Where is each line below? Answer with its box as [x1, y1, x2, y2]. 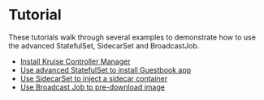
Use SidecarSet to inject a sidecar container [19, 73, 168, 83]
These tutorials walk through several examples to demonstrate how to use [8, 32, 256, 42]
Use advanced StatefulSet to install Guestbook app [19, 65, 192, 74]
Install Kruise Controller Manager [19, 56, 131, 66]
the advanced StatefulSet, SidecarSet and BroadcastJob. [8, 40, 200, 50]
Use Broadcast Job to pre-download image [19, 82, 165, 92]
